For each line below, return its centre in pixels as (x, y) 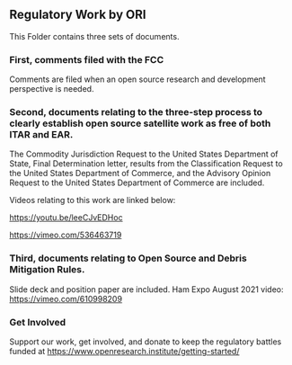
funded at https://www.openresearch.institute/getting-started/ (124, 351)
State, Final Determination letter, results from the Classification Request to (146, 164)
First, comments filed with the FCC (87, 59)
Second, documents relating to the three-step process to (136, 112)
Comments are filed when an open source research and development (138, 79)
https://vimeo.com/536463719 (66, 235)
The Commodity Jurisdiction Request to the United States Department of (144, 154)
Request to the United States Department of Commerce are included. (137, 182)
